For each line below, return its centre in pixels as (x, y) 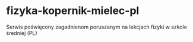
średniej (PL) (22, 33)
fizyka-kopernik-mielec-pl (73, 11)
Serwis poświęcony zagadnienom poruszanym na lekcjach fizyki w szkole (96, 27)
